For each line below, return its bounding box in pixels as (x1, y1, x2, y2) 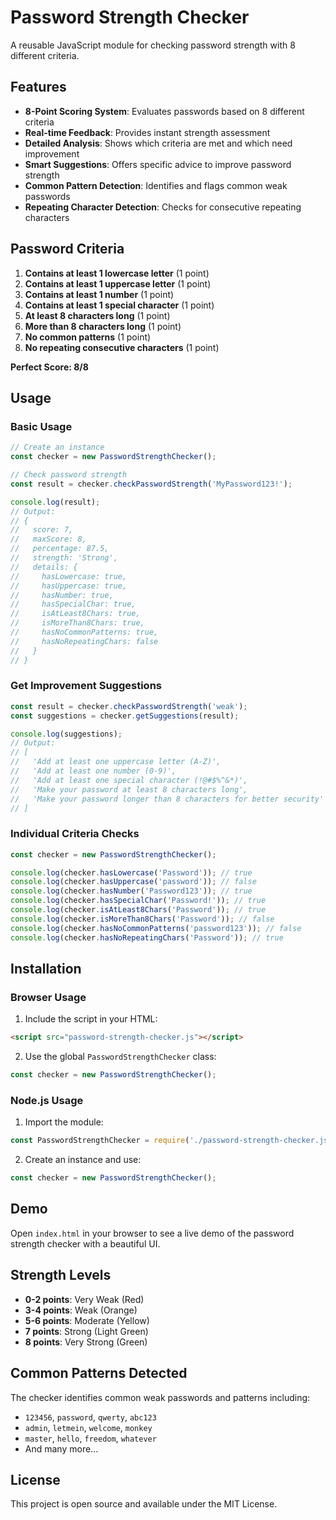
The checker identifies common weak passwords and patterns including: (10, 1391, 311, 1403)
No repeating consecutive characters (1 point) (24, 341, 220, 353)
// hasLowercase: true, (10, 571, 128, 581)
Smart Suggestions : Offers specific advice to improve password (24, 158, 292, 170)
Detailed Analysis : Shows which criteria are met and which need (24, 137, 293, 149)
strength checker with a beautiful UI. (10, 1237, 161, 1250)
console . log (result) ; (10, 497, 101, 507)
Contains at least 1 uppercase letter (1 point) (24, 277, 212, 290)
